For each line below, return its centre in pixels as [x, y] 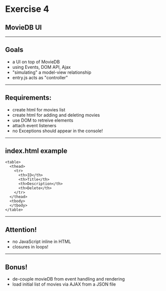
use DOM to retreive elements [43, 120]
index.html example [36, 151]
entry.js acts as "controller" [40, 77]
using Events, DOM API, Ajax [41, 67]
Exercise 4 [27, 9]
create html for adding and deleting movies [56, 115]
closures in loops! [30, 247]
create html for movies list [39, 109]
